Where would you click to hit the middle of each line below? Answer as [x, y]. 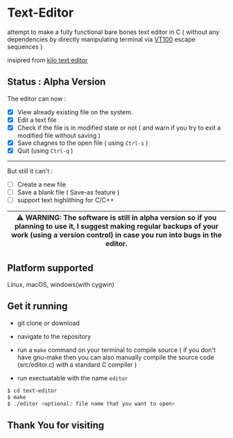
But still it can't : [30, 171]
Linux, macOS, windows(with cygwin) [61, 285]
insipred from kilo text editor [48, 60]
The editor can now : [37, 98]
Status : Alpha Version [57, 82]
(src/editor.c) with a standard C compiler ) [77, 365]
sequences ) [25, 46]
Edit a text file [37, 120]
